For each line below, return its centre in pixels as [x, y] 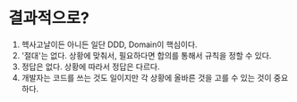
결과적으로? [49, 18]
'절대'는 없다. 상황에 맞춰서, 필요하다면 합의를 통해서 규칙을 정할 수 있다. [146, 55]
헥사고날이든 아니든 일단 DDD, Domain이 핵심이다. [109, 44]
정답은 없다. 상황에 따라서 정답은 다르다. [90, 67]
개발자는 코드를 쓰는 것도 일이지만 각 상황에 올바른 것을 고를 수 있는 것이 [146, 77]
